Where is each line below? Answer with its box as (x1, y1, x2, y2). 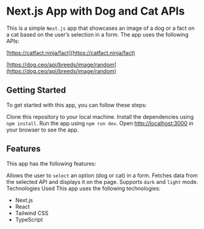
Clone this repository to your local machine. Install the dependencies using (6, 113, 194, 120)
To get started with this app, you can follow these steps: (6, 101, 147, 108)
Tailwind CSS (15, 209, 49, 217)
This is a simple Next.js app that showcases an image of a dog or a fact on (6, 24, 195, 32)
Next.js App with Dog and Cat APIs (6, 4, 185, 18)
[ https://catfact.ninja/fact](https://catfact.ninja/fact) (6, 49, 136, 56)
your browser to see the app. (6, 126, 79, 133)
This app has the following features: (6, 160, 96, 167)
